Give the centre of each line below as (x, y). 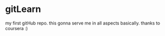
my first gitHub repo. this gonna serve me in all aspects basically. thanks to (83, 23)
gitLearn (23, 9)
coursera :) (17, 28)
